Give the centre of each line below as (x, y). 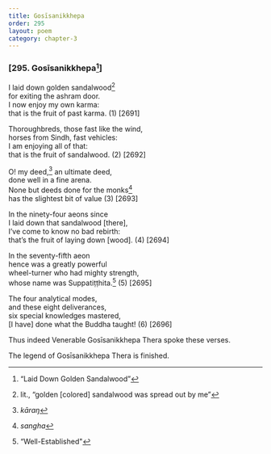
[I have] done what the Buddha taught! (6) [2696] (90, 324)
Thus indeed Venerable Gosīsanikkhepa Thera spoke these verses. (120, 339)
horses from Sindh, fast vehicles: (63, 137)
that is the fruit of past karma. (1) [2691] (74, 113)
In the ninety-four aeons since (58, 214)
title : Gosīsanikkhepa (46, 16)
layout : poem (30, 31)
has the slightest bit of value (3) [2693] (73, 198)
